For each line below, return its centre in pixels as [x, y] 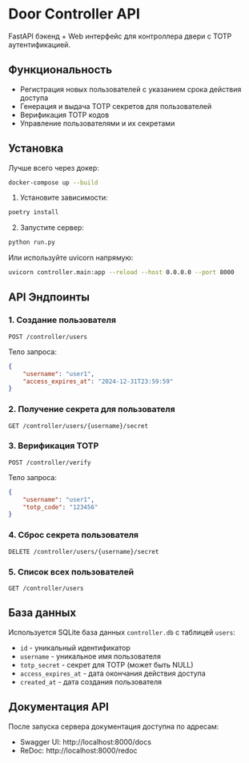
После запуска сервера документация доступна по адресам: [114, 726]
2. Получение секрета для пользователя [92, 410]
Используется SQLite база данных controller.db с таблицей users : [122, 632]
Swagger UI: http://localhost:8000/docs [86, 741]
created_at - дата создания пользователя [91, 681]
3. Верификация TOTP [54, 446]
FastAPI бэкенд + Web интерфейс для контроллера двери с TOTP [120, 36]
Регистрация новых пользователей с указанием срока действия [131, 89]
